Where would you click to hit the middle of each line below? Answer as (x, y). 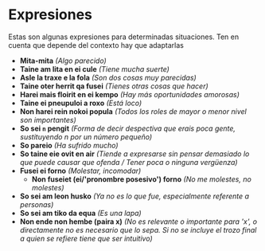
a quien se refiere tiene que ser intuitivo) (86, 238)
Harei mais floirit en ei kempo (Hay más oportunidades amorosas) (130, 94)
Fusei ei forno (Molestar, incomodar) (80, 171)
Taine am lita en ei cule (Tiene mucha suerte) (94, 69)
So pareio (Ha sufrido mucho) (69, 145)
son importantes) (48, 120)
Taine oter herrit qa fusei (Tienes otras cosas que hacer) (114, 86)
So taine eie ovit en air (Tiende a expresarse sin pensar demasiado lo (134, 154)
